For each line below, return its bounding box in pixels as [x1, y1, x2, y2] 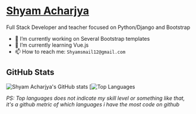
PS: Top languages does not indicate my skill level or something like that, [6, 95, 185, 102]
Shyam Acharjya [6, 4, 89, 18]
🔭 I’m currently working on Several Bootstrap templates [14, 35, 150, 42]
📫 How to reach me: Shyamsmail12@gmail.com [14, 48, 126, 55]
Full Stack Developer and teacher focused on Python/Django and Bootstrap [6, 24, 191, 31]
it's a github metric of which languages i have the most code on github [6, 100, 180, 108]
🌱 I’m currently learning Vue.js [14, 41, 89, 48]
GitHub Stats [6, 67, 55, 77]
